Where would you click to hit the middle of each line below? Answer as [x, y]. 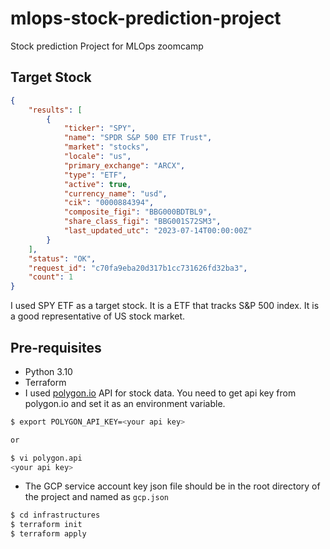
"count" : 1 [51, 277]
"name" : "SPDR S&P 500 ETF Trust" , [138, 138]
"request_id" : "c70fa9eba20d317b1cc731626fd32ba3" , [138, 268]
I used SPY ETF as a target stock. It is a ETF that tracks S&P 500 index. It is [165, 306]
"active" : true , [97, 184]
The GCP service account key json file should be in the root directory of [172, 486]
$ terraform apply [48, 534]
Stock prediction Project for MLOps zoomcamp [107, 46]
